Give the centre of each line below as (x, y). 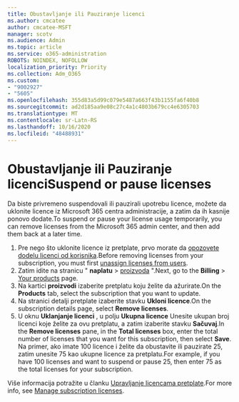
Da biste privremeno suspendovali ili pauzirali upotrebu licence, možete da (117, 203)
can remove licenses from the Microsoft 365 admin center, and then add (113, 226)
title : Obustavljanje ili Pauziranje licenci (76, 14)
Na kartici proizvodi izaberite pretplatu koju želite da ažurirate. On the (119, 286)
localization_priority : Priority (57, 67)
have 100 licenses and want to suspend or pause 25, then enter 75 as (120, 362)
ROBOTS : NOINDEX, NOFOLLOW (47, 61)
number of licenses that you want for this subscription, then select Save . (124, 339)
